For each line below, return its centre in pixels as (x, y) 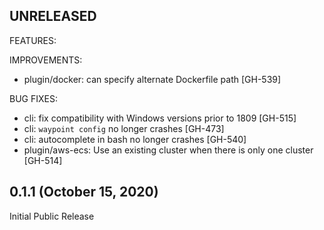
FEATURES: (33, 40)
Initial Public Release (52, 216)
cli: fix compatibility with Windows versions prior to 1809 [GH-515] (160, 118)
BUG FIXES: (33, 98)
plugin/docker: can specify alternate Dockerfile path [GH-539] (152, 79)
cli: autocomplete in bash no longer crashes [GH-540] (135, 139)
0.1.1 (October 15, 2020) (84, 192)
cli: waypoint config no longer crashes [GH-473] (124, 128)
